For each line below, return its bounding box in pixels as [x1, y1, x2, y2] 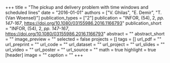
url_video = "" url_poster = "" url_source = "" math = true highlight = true [5, 47, 156, 52]
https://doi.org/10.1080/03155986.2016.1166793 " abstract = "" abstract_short [5, 31, 165, 36]
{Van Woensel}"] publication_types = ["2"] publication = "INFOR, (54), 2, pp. [5, 15, 164, 20]
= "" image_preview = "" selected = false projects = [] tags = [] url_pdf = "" [5, 36, 162, 42]
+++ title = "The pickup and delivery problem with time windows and [5, 4, 149, 10]
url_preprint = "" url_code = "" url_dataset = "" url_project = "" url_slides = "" [5, 41, 165, 47]
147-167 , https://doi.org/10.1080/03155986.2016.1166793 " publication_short [5, 20, 162, 26]
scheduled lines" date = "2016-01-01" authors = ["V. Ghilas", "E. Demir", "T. [5, 9, 162, 15]
